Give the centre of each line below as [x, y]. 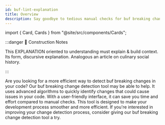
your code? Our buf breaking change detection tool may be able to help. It [80, 86]
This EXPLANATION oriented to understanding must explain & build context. [82, 51]
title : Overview [22, 14]
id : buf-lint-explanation [31, 10]
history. [13, 62]
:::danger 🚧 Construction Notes [36, 42]
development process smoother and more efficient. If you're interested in [79, 107]
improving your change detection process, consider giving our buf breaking [82, 112]
